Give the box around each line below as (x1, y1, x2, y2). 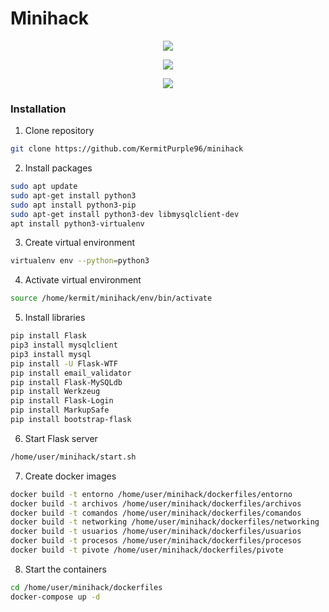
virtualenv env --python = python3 (10, 256, 150, 266)
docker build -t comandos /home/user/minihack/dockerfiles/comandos (10, 508, 302, 518)
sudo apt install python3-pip (10, 200, 137, 210)
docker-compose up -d (10, 592, 101, 602)
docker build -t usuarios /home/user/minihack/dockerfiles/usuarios (10, 527, 302, 537)
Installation (10, 102, 67, 116)
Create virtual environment (24, 237, 136, 249)
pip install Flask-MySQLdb (10, 377, 123, 387)
